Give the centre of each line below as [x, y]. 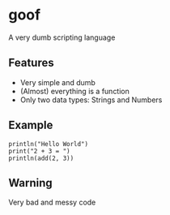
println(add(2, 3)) [41, 158]
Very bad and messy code [52, 202]
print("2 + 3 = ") [39, 151]
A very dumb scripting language [62, 37]
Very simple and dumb [57, 82]
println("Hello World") [49, 144]
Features [31, 63]
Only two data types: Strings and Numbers [91, 100]
